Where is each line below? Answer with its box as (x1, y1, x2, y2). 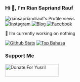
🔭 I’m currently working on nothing (5, 31, 76, 37)
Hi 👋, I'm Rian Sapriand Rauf (5, 4, 74, 11)
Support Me (5, 52, 35, 59)
